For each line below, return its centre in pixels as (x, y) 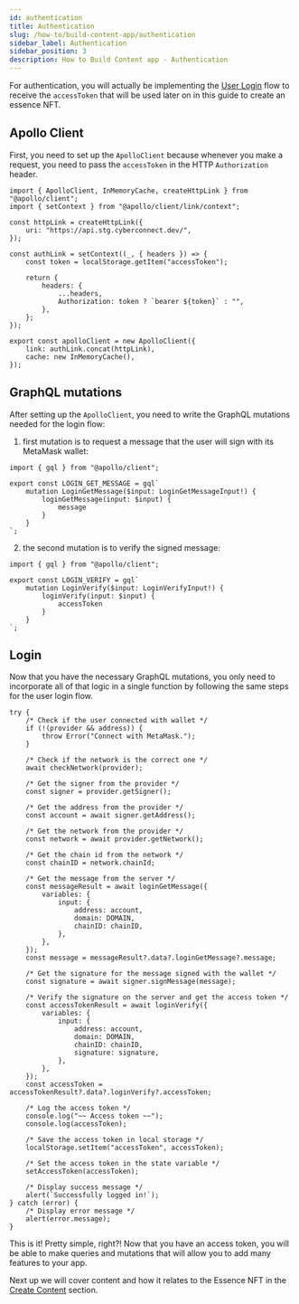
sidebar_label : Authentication (68, 43)
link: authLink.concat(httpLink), (90, 349)
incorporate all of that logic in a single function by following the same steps (149, 686)
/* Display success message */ (84, 1187)
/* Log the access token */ (78, 1109)
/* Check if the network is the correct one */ (117, 761)
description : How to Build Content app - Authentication (119, 60)
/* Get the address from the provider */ (104, 808)
